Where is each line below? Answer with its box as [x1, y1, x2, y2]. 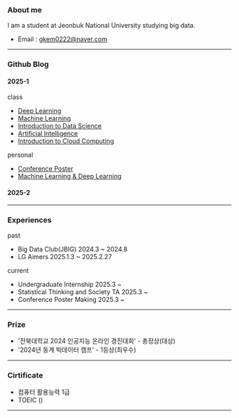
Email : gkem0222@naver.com [17, 35, 108, 43]
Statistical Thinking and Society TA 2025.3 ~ [17, 287, 148, 296]
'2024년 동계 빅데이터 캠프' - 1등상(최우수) [17, 345, 137, 354]
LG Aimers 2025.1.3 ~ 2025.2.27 [17, 252, 112, 261]
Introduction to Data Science [17, 122, 102, 130]
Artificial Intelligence [17, 130, 78, 138]
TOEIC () [17, 395, 43, 404]
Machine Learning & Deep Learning [17, 172, 122, 181]
